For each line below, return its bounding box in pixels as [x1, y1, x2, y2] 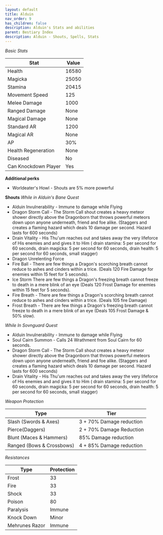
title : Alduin [5, 12, 34, 17]
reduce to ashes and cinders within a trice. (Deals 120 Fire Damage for [12, 266, 154, 272]
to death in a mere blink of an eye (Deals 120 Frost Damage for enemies [12, 281, 156, 287]
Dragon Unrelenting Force [12, 256, 65, 261]
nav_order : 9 [5, 16, 32, 21]
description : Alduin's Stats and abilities [5, 25, 95, 30]
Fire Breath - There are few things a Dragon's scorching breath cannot [12, 292, 154, 298]
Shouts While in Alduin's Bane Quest [5, 194, 79, 200]
